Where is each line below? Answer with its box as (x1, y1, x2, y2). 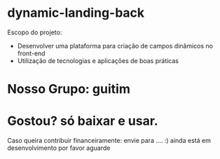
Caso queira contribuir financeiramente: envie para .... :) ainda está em (7, 137, 212, 145)
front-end (17, 49, 46, 57)
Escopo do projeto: (7, 28, 62, 36)
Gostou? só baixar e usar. (7, 113, 159, 129)
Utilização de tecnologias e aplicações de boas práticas (17, 56, 179, 64)
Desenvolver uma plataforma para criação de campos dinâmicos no (17, 41, 214, 50)
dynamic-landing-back (7, 5, 145, 21)
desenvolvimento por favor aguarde (7, 144, 111, 152)
